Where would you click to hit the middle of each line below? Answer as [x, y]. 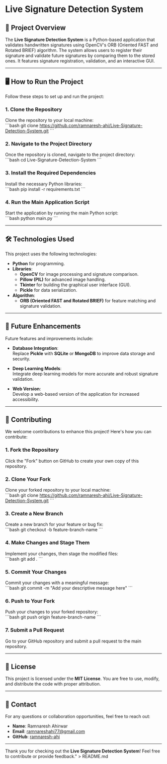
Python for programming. [39, 263]
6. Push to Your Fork [30, 601]
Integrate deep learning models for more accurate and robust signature [85, 374]
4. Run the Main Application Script [47, 202]
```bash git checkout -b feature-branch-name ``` [54, 530]
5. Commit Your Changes [36, 572]
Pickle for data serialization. [48, 290]
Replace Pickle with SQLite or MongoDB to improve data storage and [83, 353]
